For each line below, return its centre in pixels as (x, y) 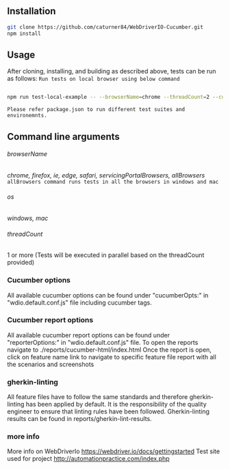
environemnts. (27, 116)
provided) (21, 263)
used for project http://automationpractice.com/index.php (88, 459)
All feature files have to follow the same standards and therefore (98, 397)
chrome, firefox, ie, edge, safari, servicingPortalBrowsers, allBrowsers (106, 175)
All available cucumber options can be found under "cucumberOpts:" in (108, 295)
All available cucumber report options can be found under (88, 335)
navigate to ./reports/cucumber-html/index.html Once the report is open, (110, 350)
